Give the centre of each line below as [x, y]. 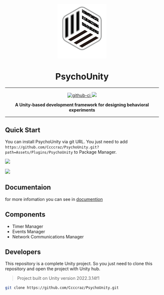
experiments [82, 110]
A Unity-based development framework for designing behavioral [82, 105]
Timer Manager [28, 226]
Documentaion [28, 187]
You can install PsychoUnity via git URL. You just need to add [66, 141]
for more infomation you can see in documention [54, 199]
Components [25, 215]
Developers [23, 252]
